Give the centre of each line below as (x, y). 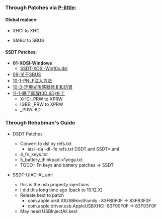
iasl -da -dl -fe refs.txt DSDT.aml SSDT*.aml (73, 149)
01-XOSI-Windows (32, 63)
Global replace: (21, 20)
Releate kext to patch (42, 195)
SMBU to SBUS (28, 41)
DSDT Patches (27, 134)
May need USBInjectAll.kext (49, 211)
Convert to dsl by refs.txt (46, 143)
